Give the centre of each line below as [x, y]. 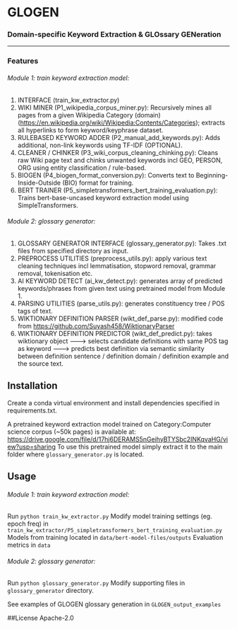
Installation [32, 386]
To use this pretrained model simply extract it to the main [140, 446]
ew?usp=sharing [32, 446]
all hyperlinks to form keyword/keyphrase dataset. [90, 130]
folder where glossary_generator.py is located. [76, 454]
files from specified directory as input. [73, 250]
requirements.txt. [32, 410]
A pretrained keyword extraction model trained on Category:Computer [109, 424]
